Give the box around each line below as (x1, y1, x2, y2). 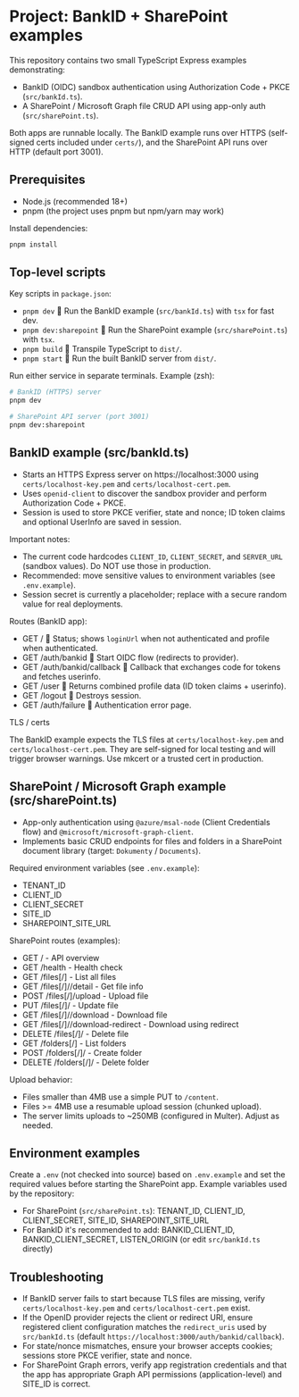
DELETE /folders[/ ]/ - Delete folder (21, 1057, 150, 1067)
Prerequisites (9, 172, 86, 188)
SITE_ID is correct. (21, 1378, 91, 1390)
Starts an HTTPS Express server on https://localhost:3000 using (21, 469, 259, 480)
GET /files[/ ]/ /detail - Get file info (21, 981, 144, 991)
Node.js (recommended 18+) (21, 196, 128, 206)
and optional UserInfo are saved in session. (21, 516, 182, 527)
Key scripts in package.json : (9, 289, 112, 299)
